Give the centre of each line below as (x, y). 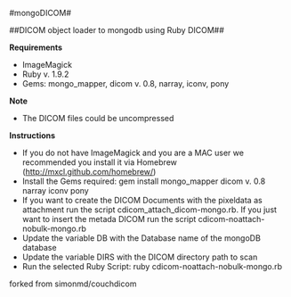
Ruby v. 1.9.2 (45, 74)
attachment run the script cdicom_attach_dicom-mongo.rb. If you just (150, 210)
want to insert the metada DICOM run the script (109, 219)
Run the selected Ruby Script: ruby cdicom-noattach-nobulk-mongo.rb (152, 266)
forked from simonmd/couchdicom (73, 284)
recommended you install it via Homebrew (100, 162)
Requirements (36, 47)
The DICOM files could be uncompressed (98, 118)
